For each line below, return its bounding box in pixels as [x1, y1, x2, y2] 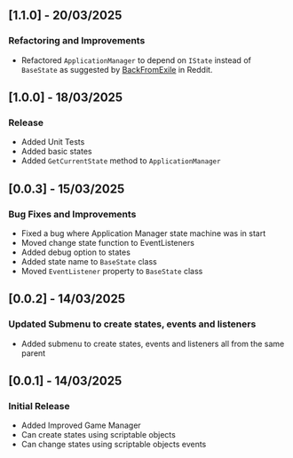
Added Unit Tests [20, 137, 85, 147]
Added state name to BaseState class [20, 257, 157, 267]
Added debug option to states [20, 247, 131, 257]
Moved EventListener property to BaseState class [20, 266, 203, 277]
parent [20, 347, 46, 359]
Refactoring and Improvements [8, 35, 146, 47]
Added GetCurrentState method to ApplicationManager [20, 155, 221, 166]
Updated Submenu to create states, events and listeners [8, 318, 257, 330]
